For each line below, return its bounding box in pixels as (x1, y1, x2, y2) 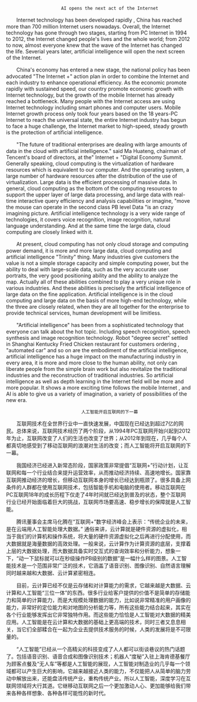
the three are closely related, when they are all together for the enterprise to (6, 304, 189, 310)
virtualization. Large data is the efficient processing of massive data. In (6, 179, 177, 186)
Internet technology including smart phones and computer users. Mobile (6, 104, 181, 111)
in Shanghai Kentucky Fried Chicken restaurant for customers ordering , (6, 340, 180, 347)
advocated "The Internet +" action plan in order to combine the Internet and (6, 73, 189, 80)
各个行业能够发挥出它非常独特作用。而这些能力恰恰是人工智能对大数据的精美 (6, 611, 191, 618)
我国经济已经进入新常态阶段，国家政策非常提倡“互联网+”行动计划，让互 (16, 462, 189, 469)
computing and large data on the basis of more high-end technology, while (6, 297, 187, 304)
